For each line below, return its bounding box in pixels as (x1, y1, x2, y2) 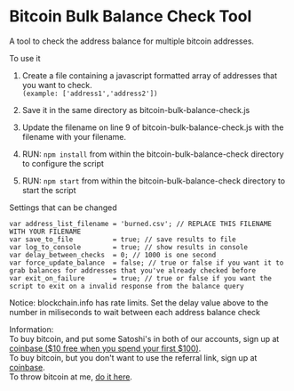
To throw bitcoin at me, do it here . (9, 371, 133, 382)
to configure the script (21, 158, 105, 168)
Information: (9, 323, 54, 335)
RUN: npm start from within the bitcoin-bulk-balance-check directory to (21, 175, 286, 186)
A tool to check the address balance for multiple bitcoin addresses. (9, 36, 255, 46)
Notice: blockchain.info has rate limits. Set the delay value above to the (9, 297, 269, 308)
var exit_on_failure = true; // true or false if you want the (9, 273, 273, 282)
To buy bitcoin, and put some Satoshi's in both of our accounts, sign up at (9, 333, 280, 344)
